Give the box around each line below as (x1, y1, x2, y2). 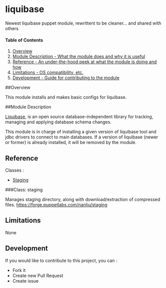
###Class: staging (5, 187, 43, 193)
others (5, 25, 19, 31)
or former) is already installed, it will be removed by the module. (5, 139, 136, 146)
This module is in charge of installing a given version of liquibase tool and (5, 129, 156, 135)
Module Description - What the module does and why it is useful (12, 54, 145, 60)
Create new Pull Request (12, 272, 63, 278)
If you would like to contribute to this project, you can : (5, 257, 117, 263)
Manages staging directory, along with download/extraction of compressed (5, 196, 160, 202)
